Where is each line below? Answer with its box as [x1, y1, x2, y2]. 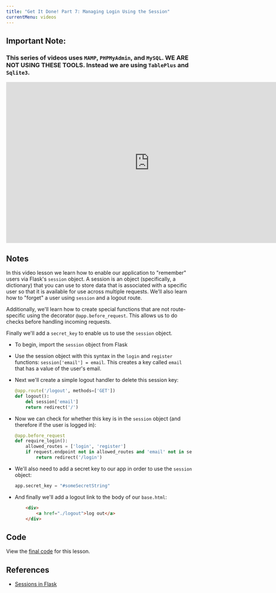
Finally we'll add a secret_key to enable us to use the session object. [6, 330, 173, 337]
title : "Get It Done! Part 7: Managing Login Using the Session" [6, 8, 170, 15]
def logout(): [14, 393, 50, 399]
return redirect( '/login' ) [36, 454, 103, 460]
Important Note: [6, 36, 66, 46]
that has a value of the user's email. [14, 365, 101, 372]
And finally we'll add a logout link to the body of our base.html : [14, 493, 167, 500]
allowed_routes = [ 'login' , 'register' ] [25, 443, 126, 450]
